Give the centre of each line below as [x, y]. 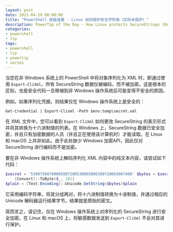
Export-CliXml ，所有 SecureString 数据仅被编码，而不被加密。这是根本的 [89, 84]
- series [15, 63]
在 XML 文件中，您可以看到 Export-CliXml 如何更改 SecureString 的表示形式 [86, 122]
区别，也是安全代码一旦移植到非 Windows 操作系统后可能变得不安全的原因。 [86, 91]
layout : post [19, 10]
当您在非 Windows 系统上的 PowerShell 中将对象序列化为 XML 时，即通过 [83, 78]
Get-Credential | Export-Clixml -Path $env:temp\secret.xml [71, 111]
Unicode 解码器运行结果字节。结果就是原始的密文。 [60, 200]
